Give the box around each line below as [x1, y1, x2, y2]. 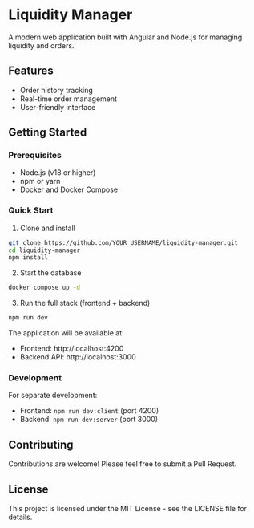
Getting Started [8, 126, 87, 140]
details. [8, 512, 33, 522]
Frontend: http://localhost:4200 [19, 343, 124, 354]
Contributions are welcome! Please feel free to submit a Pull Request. [8, 459, 237, 469]
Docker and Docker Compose [19, 185, 119, 194]
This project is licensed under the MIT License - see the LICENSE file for [8, 504, 247, 514]
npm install [8, 254, 48, 262]
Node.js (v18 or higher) [19, 168, 96, 177]
